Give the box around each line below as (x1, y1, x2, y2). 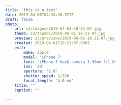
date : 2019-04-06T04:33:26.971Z (5, 12, 74, 17)
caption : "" (14, 87, 40, 93)
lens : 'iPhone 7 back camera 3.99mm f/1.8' (23, 59, 117, 64)
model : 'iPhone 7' (23, 54, 63, 60)
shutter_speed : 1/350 (23, 74, 70, 79)
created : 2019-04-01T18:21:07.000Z (14, 41, 90, 46)
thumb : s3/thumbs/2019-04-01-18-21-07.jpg (14, 31, 106, 36)
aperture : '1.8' (23, 69, 58, 74)
